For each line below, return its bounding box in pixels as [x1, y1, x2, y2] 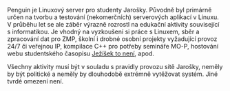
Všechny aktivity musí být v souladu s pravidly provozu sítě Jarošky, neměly [7, 63, 223, 70]
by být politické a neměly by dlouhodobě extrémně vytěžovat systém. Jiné [7, 70, 218, 78]
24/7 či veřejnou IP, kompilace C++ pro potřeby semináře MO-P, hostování [7, 42, 219, 50]
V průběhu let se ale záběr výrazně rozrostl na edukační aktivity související [7, 21, 220, 28]
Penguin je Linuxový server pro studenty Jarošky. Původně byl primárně [7, 6, 212, 14]
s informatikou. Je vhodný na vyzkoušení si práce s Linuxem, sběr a [7, 27, 200, 36]
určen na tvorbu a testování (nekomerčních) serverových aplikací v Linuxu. [7, 13, 219, 21]
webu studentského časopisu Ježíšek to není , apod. [7, 49, 155, 57]
